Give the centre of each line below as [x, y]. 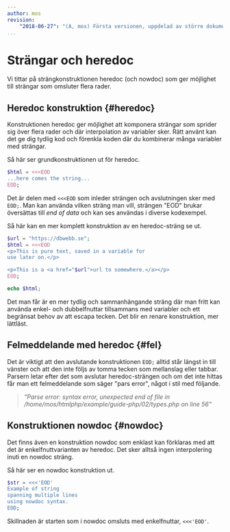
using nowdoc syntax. [38, 502]
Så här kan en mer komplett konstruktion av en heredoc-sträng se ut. [104, 226]
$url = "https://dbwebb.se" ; [49, 238]
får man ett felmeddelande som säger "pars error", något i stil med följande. [114, 383]
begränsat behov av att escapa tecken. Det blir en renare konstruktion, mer [113, 316]
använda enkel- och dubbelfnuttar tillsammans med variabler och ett [104, 309]
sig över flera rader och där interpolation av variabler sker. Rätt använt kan [112, 132]
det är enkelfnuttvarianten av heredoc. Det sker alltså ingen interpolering [110, 449]
